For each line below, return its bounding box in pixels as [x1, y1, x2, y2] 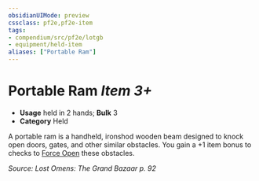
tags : [8, 26, 26, 34]
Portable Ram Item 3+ [8, 82, 152, 100]
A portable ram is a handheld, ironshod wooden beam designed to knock [8, 131, 244, 141]
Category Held [19, 116, 68, 126]
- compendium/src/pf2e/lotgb [8, 33, 104, 42]
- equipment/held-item [8, 41, 82, 49]
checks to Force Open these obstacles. [8, 148, 135, 157]
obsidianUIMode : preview [8, 11, 89, 20]
